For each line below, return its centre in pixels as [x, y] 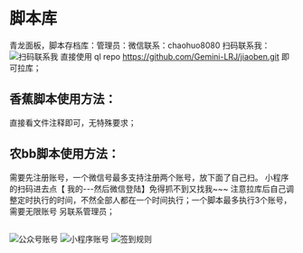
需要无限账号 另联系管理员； [62, 211]
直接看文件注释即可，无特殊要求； [73, 122]
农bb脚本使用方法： [65, 154]
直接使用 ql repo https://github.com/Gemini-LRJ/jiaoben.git [170, 56]
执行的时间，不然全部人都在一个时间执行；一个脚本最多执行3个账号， [162, 200]
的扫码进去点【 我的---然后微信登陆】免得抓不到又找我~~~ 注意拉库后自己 [148, 188]
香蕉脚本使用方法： [63, 99]
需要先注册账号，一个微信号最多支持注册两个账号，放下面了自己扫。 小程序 [149, 177]
